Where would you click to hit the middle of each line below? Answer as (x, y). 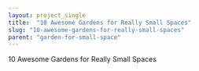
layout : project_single (47, 15)
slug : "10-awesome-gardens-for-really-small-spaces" (96, 30)
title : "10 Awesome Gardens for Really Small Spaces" (100, 23)
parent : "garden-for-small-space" (65, 37)
